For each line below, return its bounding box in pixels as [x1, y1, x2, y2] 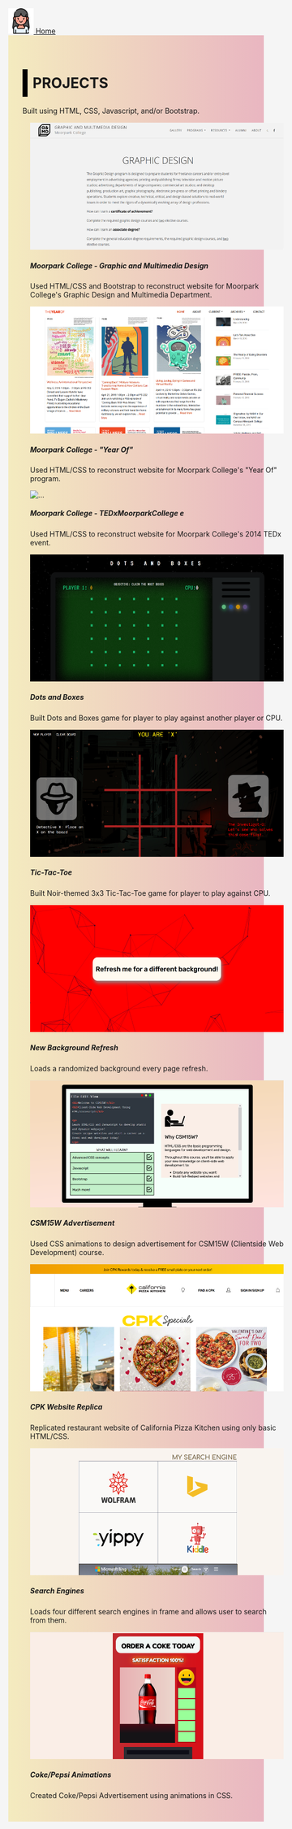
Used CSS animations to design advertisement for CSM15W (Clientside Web [30, 1239, 285, 1249]
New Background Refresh [30, 1043, 118, 1053]
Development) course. [30, 1247, 105, 1257]
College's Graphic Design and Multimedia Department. [30, 289, 213, 299]
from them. [30, 1615, 67, 1625]
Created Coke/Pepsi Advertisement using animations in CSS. [30, 1790, 234, 1800]
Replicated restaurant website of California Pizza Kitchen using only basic [30, 1423, 277, 1432]
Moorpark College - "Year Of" [30, 445, 133, 454]
